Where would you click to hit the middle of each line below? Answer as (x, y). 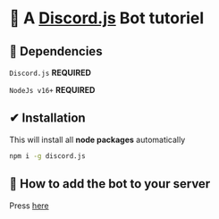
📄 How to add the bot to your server (110, 184)
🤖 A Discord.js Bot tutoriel (107, 18)
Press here (29, 206)
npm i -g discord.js (48, 156)
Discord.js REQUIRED (51, 72)
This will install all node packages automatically (97, 139)
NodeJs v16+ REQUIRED (52, 90)
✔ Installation (48, 118)
